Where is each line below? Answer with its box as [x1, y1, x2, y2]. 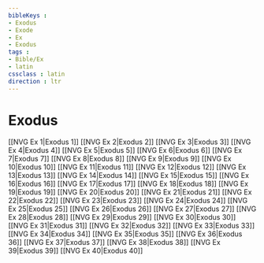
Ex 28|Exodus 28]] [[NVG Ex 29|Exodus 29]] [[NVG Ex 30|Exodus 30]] [8, 213, 236, 222]
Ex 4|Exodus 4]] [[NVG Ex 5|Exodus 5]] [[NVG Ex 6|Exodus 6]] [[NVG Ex [8, 146, 243, 155]
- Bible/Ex [8, 56, 44, 64]
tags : [8, 48, 30, 56]
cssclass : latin [8, 70, 65, 78]
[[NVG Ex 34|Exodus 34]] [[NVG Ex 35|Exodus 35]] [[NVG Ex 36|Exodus [8, 229, 243, 239]
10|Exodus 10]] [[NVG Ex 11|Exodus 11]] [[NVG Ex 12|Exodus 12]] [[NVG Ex [8, 162, 247, 172]
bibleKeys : [8, 11, 47, 20]
